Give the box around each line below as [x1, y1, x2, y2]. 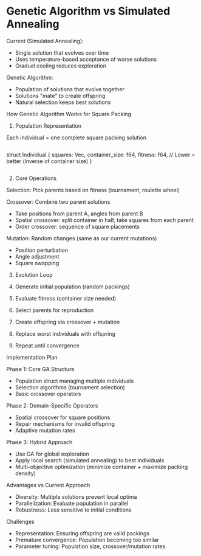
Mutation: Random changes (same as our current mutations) [6, 234, 157, 242]
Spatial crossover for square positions [15, 414, 111, 421]
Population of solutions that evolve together [15, 85, 124, 92]
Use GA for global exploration [15, 450, 89, 457]
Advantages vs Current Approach [6, 481, 90, 488]
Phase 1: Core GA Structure [6, 365, 75, 372]
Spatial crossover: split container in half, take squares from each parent [15, 216, 194, 223]
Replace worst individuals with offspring [15, 330, 115, 337]
